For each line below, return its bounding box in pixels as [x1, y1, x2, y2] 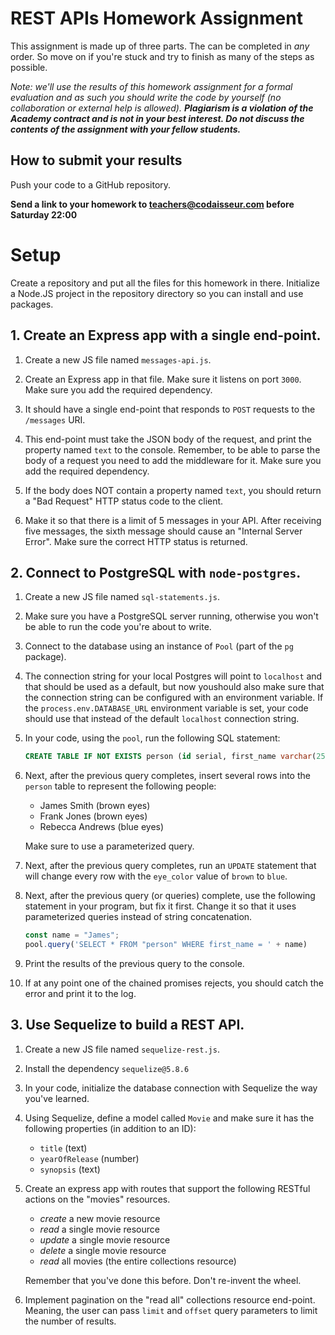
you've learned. [24, 1092, 90, 1104]
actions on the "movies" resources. [24, 1193, 171, 1205]
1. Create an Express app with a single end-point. [10, 327, 322, 344]
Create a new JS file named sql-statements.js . [24, 591, 220, 603]
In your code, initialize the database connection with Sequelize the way [24, 1082, 318, 1094]
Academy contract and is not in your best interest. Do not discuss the [10, 112, 305, 124]
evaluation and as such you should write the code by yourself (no [10, 91, 282, 103]
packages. [10, 298, 54, 310]
